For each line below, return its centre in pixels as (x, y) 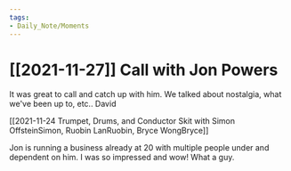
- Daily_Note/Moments (49, 26)
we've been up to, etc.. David (63, 104)
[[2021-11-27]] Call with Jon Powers (144, 70)
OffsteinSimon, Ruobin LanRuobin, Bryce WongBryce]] (109, 131)
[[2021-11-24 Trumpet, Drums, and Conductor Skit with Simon (122, 121)
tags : (19, 17)
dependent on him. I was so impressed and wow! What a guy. (122, 158)
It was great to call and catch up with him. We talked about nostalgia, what (145, 94)
